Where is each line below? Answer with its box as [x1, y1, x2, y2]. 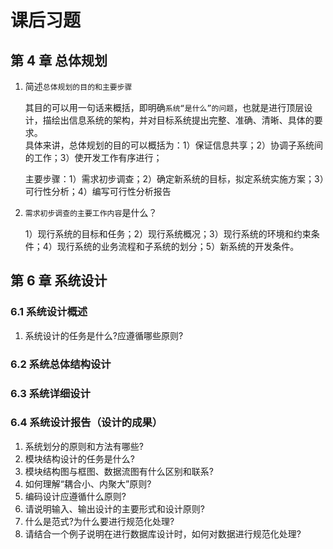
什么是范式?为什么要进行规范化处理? [24, 515, 175, 527]
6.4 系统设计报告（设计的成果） [10, 416, 163, 430]
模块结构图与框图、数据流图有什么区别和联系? [24, 465, 214, 477]
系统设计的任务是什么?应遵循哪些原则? [24, 329, 184, 341]
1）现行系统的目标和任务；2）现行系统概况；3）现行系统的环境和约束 [24, 228, 312, 240]
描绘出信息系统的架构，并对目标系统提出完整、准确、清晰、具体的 [42, 114, 315, 126]
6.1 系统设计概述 [10, 305, 88, 319]
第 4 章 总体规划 [10, 52, 108, 69]
